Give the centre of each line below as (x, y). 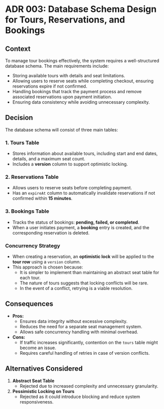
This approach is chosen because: (48, 267)
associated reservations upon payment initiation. (62, 97)
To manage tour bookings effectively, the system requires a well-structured (82, 61)
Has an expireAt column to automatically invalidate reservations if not (84, 193)
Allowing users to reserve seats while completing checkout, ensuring (83, 81)
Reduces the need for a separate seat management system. (81, 326)
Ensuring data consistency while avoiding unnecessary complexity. (81, 102)
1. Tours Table (22, 142)
